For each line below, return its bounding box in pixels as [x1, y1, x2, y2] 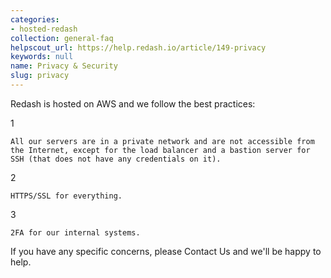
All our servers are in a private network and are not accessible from [10, 136, 315, 146]
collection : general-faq [10, 33, 114, 43]
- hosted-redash [10, 24, 78, 34]
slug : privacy [10, 71, 70, 81]
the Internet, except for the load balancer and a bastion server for [10, 145, 311, 155]
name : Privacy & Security [10, 61, 118, 71]
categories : [10, 14, 60, 25]
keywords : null [10, 52, 74, 62]
